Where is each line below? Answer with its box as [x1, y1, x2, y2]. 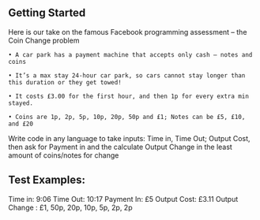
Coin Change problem [8, 35, 80, 45]
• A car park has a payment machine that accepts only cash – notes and [8, 50, 253, 58]
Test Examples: [8, 173, 85, 187]
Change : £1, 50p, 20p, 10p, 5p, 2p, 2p [8, 203, 133, 212]
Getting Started [8, 6, 86, 20]
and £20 [8, 120, 34, 128]
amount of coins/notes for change [8, 150, 119, 160]
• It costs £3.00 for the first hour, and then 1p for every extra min [8, 92, 249, 100]
